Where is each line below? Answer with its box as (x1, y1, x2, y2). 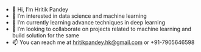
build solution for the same (12, 32, 79, 39)
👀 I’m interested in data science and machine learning (12, 12, 147, 20)
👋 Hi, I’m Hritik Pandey (12, 6, 69, 13)
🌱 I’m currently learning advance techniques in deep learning (12, 19, 166, 26)
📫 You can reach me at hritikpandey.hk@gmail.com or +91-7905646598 (12, 39, 195, 46)
